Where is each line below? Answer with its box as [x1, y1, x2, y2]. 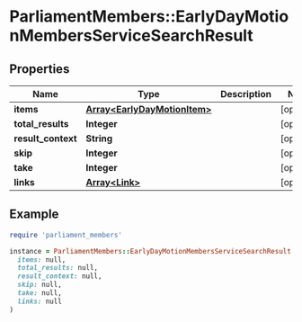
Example [9, 207, 59, 222]
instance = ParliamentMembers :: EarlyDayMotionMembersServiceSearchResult [9, 246, 292, 255]
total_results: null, [17, 264, 99, 273]
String [85, 132, 113, 145]
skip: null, [17, 281, 63, 290]
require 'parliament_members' [9, 230, 123, 239]
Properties [9, 61, 70, 76]
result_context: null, [17, 272, 102, 281]
